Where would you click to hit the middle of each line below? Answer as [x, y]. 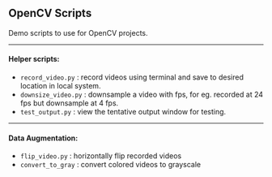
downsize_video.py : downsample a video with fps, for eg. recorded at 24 [142, 95]
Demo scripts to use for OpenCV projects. [78, 32]
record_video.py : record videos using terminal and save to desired [132, 77]
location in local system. [60, 86]
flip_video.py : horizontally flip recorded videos [101, 156]
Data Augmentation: [43, 138]
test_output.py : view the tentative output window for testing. [123, 112]
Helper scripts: [34, 59]
